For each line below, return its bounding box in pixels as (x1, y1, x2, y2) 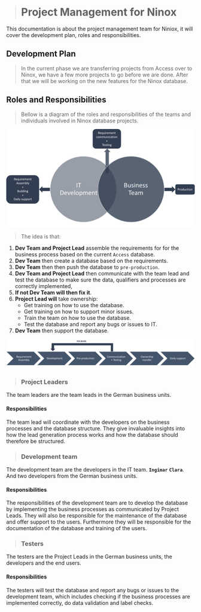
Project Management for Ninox (20, 5, 177, 19)
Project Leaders (20, 378, 68, 386)
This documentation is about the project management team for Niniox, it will (6, 25, 193, 32)
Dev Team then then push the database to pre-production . (14, 264, 160, 271)
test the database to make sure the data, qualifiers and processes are (14, 276, 187, 283)
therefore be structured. (6, 437, 66, 445)
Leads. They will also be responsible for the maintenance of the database (6, 512, 187, 519)
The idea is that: (20, 233, 61, 240)
